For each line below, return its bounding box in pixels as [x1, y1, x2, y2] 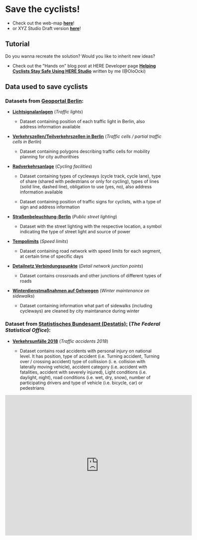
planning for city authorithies [19, 154, 79, 160]
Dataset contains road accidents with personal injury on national [19, 348, 152, 354]
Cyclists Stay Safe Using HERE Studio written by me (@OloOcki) [12, 68, 146, 74]
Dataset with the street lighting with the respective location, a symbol [19, 223, 162, 229]
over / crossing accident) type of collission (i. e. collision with [19, 358, 146, 364]
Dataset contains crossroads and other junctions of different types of [19, 273, 162, 279]
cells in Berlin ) [12, 139, 42, 145]
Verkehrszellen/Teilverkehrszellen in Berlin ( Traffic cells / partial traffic [12, 133, 162, 139]
